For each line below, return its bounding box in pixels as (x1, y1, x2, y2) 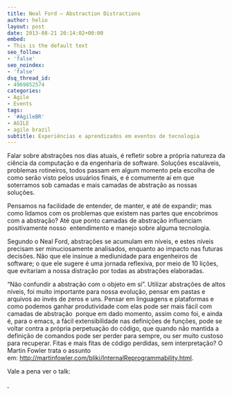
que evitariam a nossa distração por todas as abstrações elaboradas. (7, 267, 204, 275)
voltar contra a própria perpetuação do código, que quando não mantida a (7, 324, 220, 333)
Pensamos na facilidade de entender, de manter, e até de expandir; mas (7, 202, 213, 210)
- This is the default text (7, 42, 89, 49)
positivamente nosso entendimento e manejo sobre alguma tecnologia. (7, 224, 211, 232)
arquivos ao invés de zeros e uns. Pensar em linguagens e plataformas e (7, 295, 215, 304)
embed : (7, 36, 26, 43)
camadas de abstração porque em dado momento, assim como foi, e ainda (7, 310, 223, 318)
